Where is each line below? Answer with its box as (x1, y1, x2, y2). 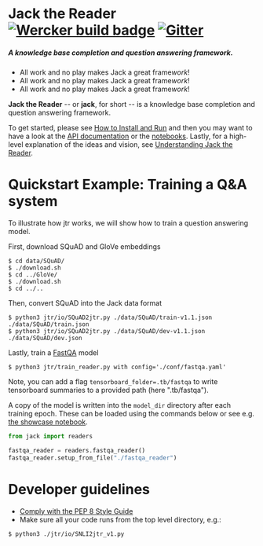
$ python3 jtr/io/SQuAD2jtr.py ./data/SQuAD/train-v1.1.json (8, 313, 213, 322)
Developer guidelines (8, 480, 151, 498)
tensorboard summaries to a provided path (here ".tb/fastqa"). (8, 386, 210, 395)
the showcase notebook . (8, 417, 88, 427)
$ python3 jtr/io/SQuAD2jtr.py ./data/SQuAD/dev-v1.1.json (8, 328, 206, 335)
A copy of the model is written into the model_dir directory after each (8, 401, 232, 410)
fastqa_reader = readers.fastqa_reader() (8, 446, 146, 454)
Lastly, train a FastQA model (8, 348, 99, 357)
